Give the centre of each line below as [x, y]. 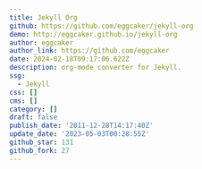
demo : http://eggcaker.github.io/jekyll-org [93, 34]
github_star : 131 [42, 142]
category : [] [34, 109]
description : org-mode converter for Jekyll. [95, 68]
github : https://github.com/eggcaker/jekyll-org [101, 26]
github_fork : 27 [39, 150]
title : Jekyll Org [43, 17]
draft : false [34, 117]
